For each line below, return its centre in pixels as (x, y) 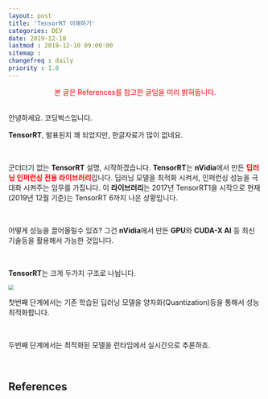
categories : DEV (35, 31)
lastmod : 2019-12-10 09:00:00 (61, 46)
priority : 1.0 (34, 68)
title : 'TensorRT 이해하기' (52, 23)
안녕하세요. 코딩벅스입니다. (50, 117)
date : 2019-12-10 (37, 38)
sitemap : (25, 53)
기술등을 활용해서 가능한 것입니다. (61, 240)
